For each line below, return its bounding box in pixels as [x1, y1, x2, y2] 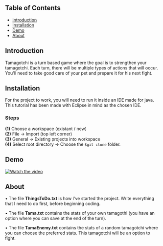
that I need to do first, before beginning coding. [5, 201, 101, 207]
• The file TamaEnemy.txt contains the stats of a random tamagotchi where [5, 225, 158, 231]
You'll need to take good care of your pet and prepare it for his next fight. [5, 70, 153, 76]
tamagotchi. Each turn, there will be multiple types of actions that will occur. [5, 65, 158, 70]
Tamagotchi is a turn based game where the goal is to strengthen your [5, 60, 147, 66]
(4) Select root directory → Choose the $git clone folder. [5, 141, 121, 147]
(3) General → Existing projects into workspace [5, 136, 100, 142]
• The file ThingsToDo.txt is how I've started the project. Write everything [5, 196, 154, 201]
